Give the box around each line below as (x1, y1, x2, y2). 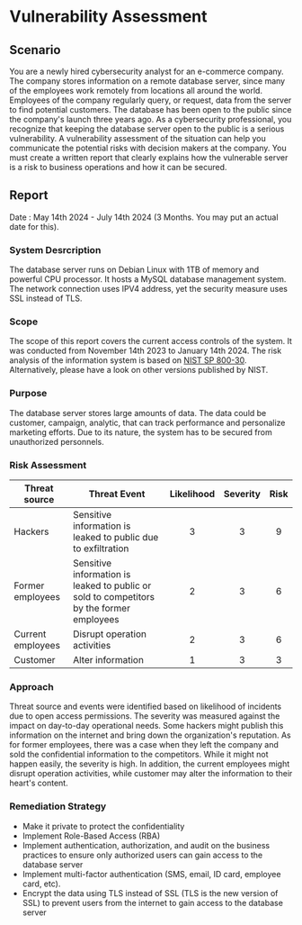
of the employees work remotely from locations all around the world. (9, 86, 263, 95)
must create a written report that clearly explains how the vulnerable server (9, 152, 289, 163)
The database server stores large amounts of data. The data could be (9, 407, 267, 418)
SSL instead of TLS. (9, 293, 83, 304)
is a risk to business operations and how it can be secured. (9, 162, 227, 172)
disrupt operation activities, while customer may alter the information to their (9, 768, 293, 779)
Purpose (9, 387, 48, 400)
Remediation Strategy (9, 800, 107, 812)
